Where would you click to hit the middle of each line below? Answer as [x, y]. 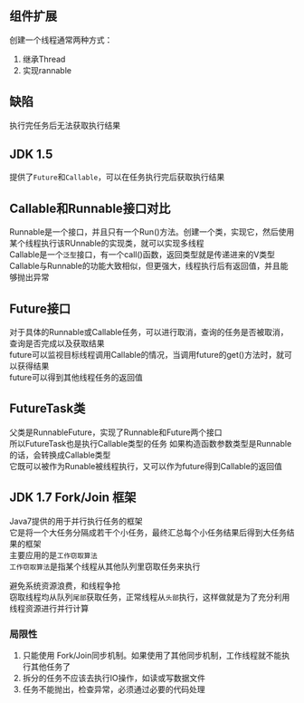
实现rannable [47, 70]
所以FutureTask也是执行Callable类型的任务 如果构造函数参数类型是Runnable [151, 443]
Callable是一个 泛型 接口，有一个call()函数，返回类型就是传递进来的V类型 [142, 255]
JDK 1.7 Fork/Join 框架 [73, 498]
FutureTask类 [47, 409]
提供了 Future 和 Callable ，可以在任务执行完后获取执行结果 [117, 177]
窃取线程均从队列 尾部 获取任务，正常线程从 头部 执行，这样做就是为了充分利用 [150, 597]
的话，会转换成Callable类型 [60, 455]
